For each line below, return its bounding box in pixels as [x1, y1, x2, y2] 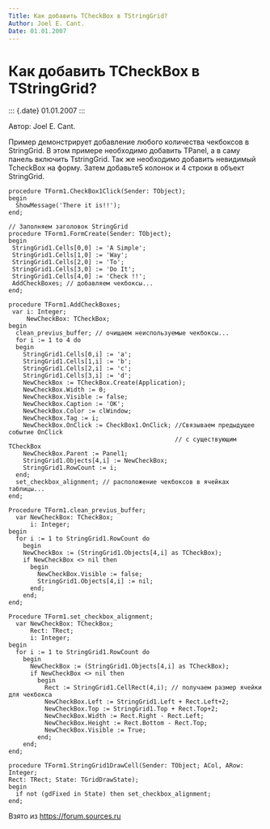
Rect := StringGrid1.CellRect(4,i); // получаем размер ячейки [44, 684, 263, 692]
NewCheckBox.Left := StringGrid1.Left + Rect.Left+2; [44, 698, 230, 706]
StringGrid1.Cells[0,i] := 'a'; [23, 350, 132, 359]
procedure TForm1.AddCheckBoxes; [8, 301, 121, 309]
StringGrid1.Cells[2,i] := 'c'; [23, 365, 132, 373]
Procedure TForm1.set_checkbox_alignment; [8, 613, 154, 621]
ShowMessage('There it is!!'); [15, 202, 121, 210]
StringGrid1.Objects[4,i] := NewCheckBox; [23, 457, 168, 465]
